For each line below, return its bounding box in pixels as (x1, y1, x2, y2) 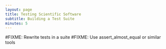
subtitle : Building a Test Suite (5, 16, 75, 21)
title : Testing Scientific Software (5, 12, 81, 17)
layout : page (5, 7, 32, 12)
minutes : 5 (5, 21, 28, 26)
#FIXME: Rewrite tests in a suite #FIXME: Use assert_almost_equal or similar (5, 34, 161, 40)
